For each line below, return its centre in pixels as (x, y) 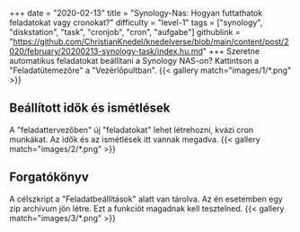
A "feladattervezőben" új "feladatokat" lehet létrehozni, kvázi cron (132, 129)
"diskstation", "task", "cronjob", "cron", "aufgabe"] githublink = (125, 32)
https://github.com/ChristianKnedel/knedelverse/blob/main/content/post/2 (151, 41)
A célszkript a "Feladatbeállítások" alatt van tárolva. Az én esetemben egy (146, 199)
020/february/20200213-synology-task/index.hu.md (106, 51)
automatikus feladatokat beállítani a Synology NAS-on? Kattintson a (134, 61)
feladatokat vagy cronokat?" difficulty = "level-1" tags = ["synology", (136, 22)
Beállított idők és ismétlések (90, 108)
